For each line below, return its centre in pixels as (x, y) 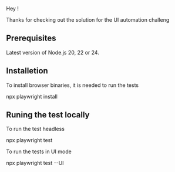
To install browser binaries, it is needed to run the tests (73, 85)
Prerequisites (31, 38)
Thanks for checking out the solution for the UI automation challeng (88, 20)
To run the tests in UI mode (39, 151)
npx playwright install (32, 96)
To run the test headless (35, 129)
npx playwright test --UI (35, 163)
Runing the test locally (48, 115)
